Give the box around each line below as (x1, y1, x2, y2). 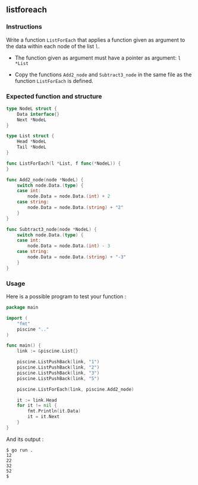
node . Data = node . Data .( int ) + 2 (27, 193, 111, 199)
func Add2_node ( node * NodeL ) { (6, 177, 84, 183)
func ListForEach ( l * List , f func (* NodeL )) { (6, 160, 121, 166)
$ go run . (6, 447, 33, 453)
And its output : (6, 435, 44, 443)
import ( (6, 315, 28, 321)
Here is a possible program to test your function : (6, 293, 127, 300)
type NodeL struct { (6, 106, 58, 112)
